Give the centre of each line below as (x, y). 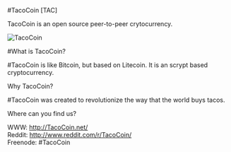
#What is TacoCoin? (36, 51)
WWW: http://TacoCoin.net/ (48, 127)
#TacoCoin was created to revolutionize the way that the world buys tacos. (116, 100)
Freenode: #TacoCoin (39, 142)
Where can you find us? (42, 113)
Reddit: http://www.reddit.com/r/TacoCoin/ (70, 135)
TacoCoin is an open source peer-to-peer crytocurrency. (90, 24)
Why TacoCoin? (30, 86)
